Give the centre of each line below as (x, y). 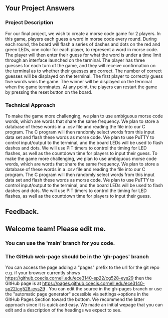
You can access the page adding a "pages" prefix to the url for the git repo (82, 267)
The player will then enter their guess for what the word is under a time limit (83, 55)
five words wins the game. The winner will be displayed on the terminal (78, 81)
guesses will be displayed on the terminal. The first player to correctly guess (84, 76)
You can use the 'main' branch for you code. (60, 243)
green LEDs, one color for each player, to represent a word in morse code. (82, 49)
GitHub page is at (23, 283)
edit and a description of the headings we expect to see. (63, 310)
